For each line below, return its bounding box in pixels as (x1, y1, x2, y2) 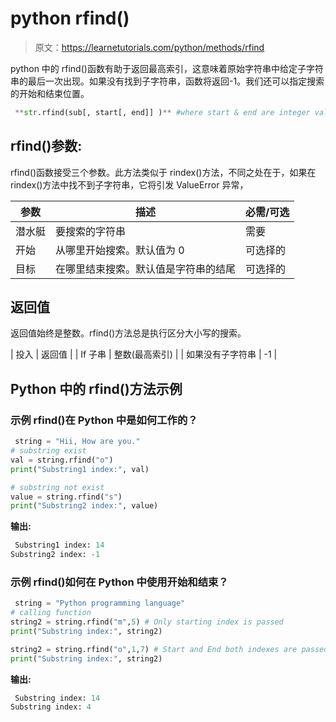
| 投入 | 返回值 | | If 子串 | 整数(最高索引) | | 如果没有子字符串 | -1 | (10, 348, 278, 361)
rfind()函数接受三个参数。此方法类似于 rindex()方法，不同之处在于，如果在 (10, 166, 317, 178)
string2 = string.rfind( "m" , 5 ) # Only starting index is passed (10, 617, 284, 627)
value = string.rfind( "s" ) (10, 492, 123, 502)
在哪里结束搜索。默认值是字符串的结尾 (55, 262, 237, 276)
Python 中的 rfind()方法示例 (10, 380, 183, 397)
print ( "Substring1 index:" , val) (10, 464, 150, 474)
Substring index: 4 (10, 702, 92, 712)
